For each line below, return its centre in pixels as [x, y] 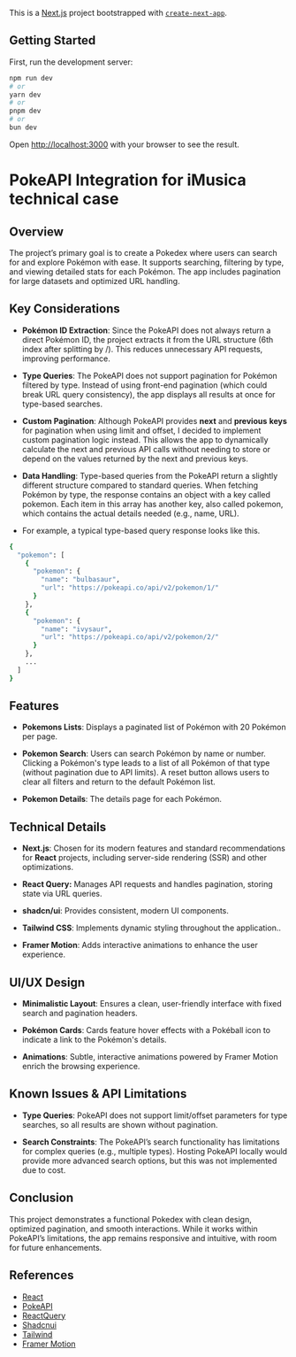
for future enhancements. [56, 1247]
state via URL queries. [62, 894]
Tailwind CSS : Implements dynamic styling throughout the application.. [151, 928]
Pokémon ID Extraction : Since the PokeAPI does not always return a [146, 330]
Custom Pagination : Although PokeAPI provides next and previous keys [154, 420]
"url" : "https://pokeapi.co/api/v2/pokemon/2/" [130, 637]
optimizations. [48, 867]
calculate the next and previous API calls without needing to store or [146, 449]
